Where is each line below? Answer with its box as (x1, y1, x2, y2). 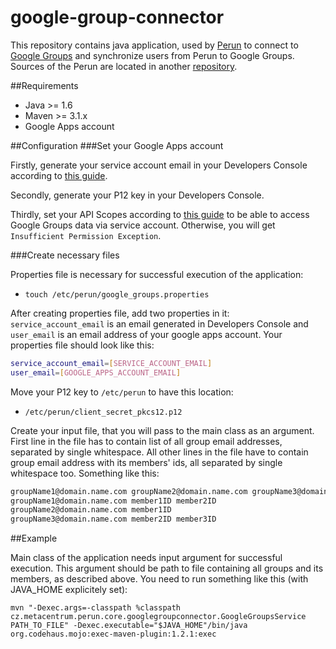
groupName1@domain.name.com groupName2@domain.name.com (10, 486, 248, 496)
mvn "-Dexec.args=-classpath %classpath (10, 603, 182, 613)
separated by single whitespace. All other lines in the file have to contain (10, 446, 309, 458)
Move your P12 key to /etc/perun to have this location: (10, 386, 234, 398)
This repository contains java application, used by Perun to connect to (10, 39, 299, 51)
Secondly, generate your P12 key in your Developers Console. (10, 189, 265, 201)
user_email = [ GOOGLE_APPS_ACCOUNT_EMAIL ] (10, 367, 182, 378)
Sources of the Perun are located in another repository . (10, 60, 238, 72)
